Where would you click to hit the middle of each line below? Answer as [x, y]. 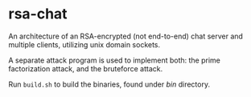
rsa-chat [38, 14]
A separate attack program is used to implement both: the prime [115, 60]
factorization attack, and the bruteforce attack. [86, 68]
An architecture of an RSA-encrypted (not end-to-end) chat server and [126, 36]
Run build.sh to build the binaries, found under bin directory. [109, 84]
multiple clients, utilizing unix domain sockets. [84, 44]
